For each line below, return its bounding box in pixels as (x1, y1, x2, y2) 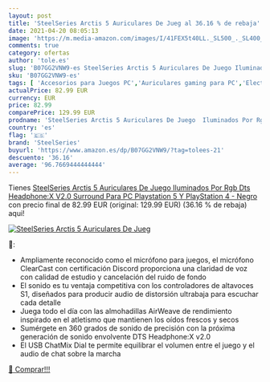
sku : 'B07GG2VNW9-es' (8, 71, 81, 79)
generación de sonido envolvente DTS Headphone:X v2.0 (19, 332, 211, 342)
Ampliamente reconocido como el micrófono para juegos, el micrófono (19, 255, 255, 265)
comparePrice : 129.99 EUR (8, 109, 95, 117)
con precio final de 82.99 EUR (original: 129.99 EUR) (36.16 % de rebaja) (8, 200, 247, 209)
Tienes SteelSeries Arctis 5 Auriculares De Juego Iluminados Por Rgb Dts (8, 183, 251, 193)
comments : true (8, 42, 59, 50)
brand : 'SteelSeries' (8, 138, 81, 147)
